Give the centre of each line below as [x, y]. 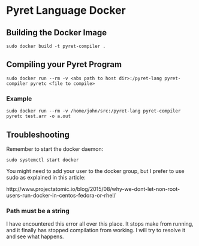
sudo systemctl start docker [43, 160]
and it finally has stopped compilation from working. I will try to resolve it [96, 230]
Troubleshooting [38, 134]
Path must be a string [38, 211]
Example [19, 98]
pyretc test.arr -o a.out [38, 116]
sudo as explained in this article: [46, 177]
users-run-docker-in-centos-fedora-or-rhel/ [61, 195]
